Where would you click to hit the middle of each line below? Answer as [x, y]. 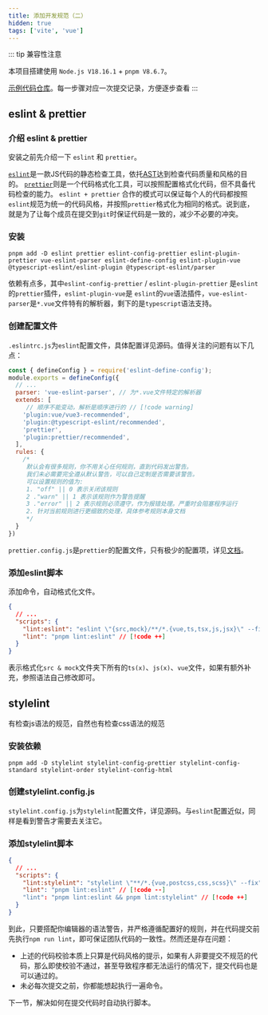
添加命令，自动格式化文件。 [54, 591]
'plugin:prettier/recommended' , [76, 437]
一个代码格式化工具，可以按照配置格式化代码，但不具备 [158, 184]
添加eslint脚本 [36, 572]
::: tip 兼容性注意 [35, 54]
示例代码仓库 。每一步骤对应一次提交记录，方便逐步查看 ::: [103, 88]
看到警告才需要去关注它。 [64, 821]
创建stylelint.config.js [52, 792]
